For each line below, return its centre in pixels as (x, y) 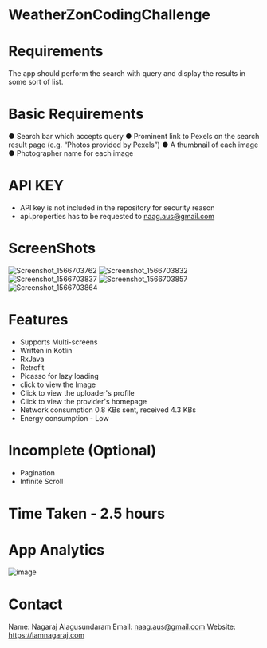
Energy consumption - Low (64, 418)
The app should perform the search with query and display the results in (127, 74)
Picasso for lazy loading (59, 376)
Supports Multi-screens (59, 342)
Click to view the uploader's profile (77, 392)
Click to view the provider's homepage (83, 401)
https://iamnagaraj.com (47, 635)
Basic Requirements (76, 114)
